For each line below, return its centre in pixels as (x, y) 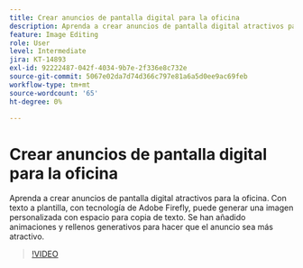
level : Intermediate (48, 51)
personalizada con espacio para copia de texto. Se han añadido (128, 217)
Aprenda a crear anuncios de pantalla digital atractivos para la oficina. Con (148, 199)
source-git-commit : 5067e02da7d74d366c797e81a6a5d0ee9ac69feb (129, 77)
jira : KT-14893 (38, 60)
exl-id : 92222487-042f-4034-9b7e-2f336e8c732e (98, 69)
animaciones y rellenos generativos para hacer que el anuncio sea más (141, 227)
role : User (30, 43)
